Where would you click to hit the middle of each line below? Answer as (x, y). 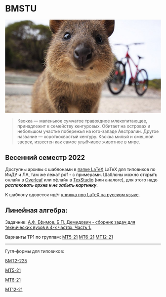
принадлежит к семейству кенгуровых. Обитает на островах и (84, 126)
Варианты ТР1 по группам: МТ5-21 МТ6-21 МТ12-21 (59, 237)
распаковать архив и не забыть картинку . (51, 185)
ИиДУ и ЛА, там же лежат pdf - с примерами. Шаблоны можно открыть (81, 175)
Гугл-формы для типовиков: (35, 251)
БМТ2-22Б (16, 260)
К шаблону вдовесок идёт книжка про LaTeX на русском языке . (73, 195)
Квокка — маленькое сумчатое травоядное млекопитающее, (82, 121)
